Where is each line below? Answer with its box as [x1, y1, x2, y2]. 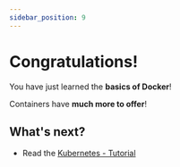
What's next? [9, 124, 86, 139]
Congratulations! [9, 51, 139, 71]
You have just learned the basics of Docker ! [9, 81, 172, 92]
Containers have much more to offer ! [9, 98, 148, 109]
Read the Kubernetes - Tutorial [21, 148, 136, 159]
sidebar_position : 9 [9, 13, 87, 22]
